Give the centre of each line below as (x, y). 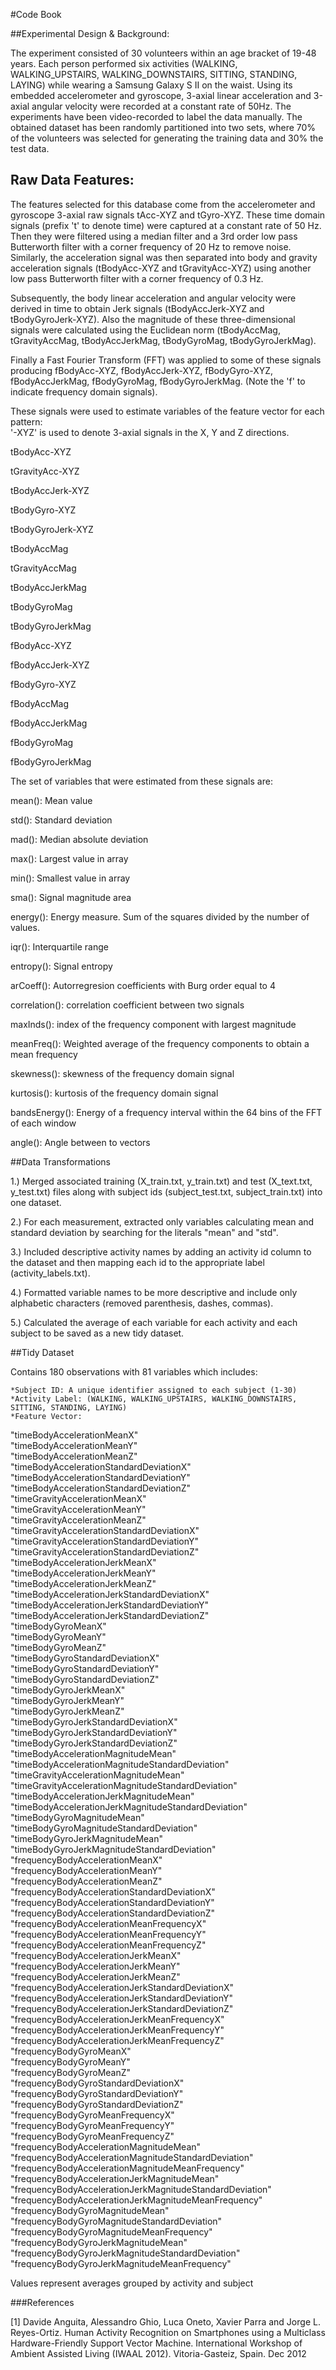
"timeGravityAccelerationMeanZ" (78, 1520)
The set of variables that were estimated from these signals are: (141, 781)
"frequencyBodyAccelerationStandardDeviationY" (112, 1902)
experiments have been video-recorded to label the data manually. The (156, 117)
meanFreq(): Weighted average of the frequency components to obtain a (160, 1043)
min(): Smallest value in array (70, 878)
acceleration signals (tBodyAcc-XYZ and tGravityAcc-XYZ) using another (161, 268)
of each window (43, 1123)
